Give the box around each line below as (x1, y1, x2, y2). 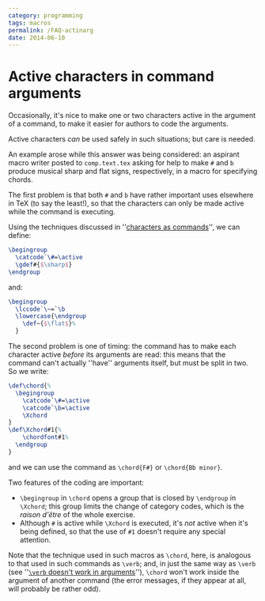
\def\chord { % (8, 382, 51, 390)
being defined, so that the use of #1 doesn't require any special (19, 527, 226, 536)
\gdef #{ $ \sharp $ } (15, 260, 73, 269)
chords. (8, 175, 33, 184)
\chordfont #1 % (22, 433, 69, 441)
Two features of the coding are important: (8, 478, 145, 487)
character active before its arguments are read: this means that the (8, 350, 226, 360)
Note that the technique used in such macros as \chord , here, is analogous (8, 550, 252, 560)
